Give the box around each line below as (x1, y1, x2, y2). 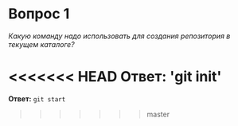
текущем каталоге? (8, 39, 76, 49)
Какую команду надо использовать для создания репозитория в (8, 31, 231, 41)
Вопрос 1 (8, 5, 70, 23)
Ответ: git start (8, 93, 66, 104)
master (146, 109, 170, 119)
